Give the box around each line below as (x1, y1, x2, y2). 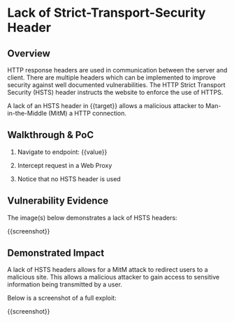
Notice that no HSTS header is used (17, 174, 121, 183)
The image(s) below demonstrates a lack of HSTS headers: (7, 213, 177, 222)
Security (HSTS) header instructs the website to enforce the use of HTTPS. (7, 89, 224, 96)
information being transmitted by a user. (7, 280, 122, 289)
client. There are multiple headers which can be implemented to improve (7, 73, 217, 82)
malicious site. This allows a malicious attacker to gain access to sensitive (7, 273, 220, 282)
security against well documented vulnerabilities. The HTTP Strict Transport (7, 81, 226, 89)
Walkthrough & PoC (7, 129, 94, 141)
